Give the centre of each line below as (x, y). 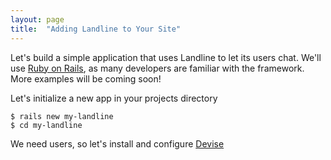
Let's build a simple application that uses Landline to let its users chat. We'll (166, 57)
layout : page (37, 19)
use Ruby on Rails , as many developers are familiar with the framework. (157, 68)
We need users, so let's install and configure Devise (117, 143)
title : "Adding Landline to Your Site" (96, 29)
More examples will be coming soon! (86, 78)
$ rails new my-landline (62, 116)
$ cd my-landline (46, 125)
